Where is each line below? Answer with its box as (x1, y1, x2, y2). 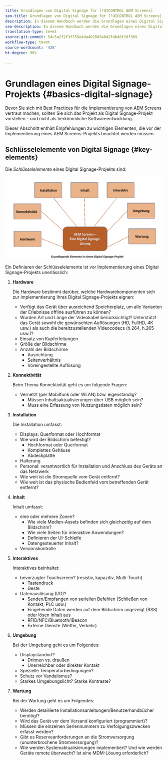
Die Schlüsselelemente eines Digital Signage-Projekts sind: (5, 166, 126, 172)
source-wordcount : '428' (5, 45, 57, 50)
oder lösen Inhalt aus (27, 612, 71, 618)
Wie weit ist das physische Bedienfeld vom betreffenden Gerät (19, 479, 149, 485)
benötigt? (19, 712, 40, 718)
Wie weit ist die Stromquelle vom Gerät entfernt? (19, 473, 120, 479)
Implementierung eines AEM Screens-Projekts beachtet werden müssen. (5, 131, 155, 137)
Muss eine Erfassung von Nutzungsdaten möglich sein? (27, 402, 142, 408)
